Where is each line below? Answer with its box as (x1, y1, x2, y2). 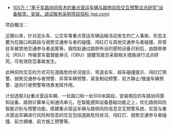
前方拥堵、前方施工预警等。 (14, 118, 73, 124)
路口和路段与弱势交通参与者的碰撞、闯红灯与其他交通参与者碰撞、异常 (18, 39, 167, 45)
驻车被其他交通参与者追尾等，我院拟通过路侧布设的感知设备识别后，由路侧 (5, 46, 162, 51)
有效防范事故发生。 (18, 58, 59, 64)
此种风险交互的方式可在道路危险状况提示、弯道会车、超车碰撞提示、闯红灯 (5, 69, 162, 75)
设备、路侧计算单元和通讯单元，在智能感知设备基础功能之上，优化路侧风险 (9, 99, 167, 105)
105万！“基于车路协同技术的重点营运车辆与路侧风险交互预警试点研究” (12, 5, 159, 10)
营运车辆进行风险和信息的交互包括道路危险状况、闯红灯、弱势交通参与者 (9, 112, 162, 118)
